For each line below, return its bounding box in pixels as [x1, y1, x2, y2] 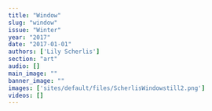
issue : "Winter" [8, 26, 61, 34]
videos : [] [8, 91, 44, 99]
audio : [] [8, 63, 41, 70]
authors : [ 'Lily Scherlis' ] [8, 48, 101, 55]
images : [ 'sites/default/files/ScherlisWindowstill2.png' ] [8, 84, 206, 92]
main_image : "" [8, 70, 58, 77]
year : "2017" [8, 33, 51, 41]
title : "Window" [8, 11, 61, 20]
